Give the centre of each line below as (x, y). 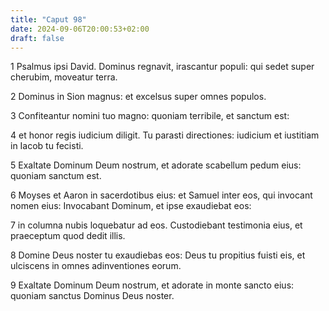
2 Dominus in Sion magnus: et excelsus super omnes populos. (138, 97)
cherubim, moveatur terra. (64, 77)
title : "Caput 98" (48, 19)
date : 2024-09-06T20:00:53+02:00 (80, 29)
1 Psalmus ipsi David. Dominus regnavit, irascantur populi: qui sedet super (162, 67)
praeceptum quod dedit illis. (68, 236)
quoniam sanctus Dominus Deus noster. (92, 296)
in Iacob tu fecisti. (47, 146)
